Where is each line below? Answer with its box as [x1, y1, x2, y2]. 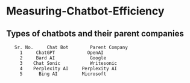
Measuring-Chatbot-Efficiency [6, 4, 165, 18]
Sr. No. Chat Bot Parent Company [14, 44, 128, 50]
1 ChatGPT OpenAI [19, 50, 104, 56]
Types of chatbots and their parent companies [6, 28, 184, 39]
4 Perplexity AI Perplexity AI [19, 65, 118, 71]
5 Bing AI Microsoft [19, 71, 107, 77]
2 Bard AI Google [19, 55, 107, 61]
